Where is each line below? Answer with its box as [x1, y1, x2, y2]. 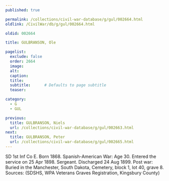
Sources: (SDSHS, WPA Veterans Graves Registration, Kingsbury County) [5, 170, 160, 176]
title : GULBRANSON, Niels [10, 120, 66, 126]
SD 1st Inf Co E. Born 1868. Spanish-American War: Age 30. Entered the [5, 153, 156, 159]
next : [5, 130, 17, 135]
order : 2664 [10, 59, 36, 64]
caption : [10, 73, 29, 78]
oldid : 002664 [5, 31, 36, 36]
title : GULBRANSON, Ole [5, 40, 56, 45]
